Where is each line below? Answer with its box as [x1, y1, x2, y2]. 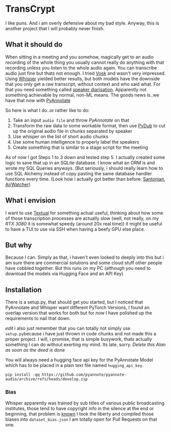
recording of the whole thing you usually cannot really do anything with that [5, 59, 164, 65]
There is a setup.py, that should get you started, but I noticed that [5, 299, 143, 305]
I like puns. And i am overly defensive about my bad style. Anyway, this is [5, 20, 159, 26]
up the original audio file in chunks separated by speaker [12, 128, 133, 134]
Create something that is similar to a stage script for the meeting [12, 144, 149, 150]
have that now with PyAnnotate [5, 97, 70, 103]
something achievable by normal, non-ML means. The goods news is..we [5, 92, 159, 98]
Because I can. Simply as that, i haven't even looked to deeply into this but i [5, 254, 164, 261]
